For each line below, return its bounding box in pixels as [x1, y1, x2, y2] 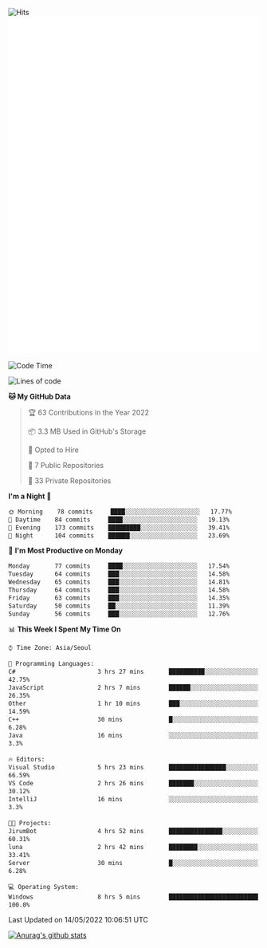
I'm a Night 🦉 [8, 491, 52, 501]
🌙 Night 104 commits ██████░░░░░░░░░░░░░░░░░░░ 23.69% [8, 531, 230, 540]
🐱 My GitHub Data [8, 391, 72, 401]
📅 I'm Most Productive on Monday [8, 545, 124, 555]
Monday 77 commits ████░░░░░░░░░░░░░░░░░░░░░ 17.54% [8, 562, 230, 570]
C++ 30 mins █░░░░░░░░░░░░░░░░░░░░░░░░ [8, 715, 259, 723]
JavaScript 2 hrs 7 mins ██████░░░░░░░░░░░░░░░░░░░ [8, 683, 259, 691]
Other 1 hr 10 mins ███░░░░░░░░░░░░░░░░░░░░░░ [8, 699, 259, 707]
